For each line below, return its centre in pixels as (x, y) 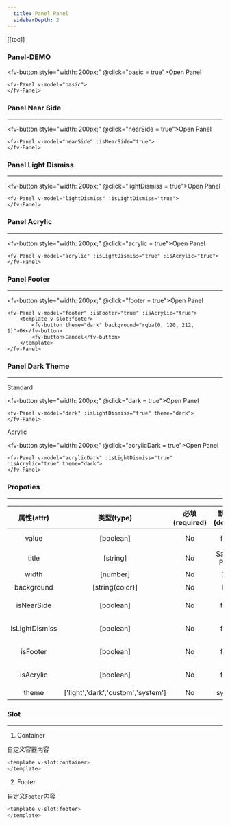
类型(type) (115, 518)
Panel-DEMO (29, 57)
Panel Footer (28, 279)
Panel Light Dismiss (40, 165)
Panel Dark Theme (38, 366)
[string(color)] (115, 587)
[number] (115, 574)
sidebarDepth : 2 (36, 20)
